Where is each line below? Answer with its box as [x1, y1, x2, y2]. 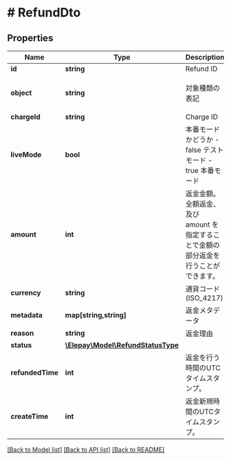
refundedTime [10, 368, 58, 377]
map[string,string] [65, 310, 127, 320]
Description [185, 53, 225, 62]
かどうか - [185, 135, 220, 144]
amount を [185, 220, 219, 229]
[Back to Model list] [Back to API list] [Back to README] [7, 446, 165, 454]
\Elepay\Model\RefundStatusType [65, 341, 179, 349]
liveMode [10, 150, 42, 159]
